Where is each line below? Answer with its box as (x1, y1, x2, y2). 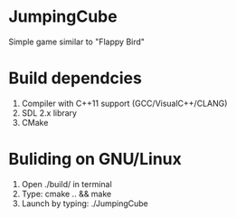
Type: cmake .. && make (21, 188, 112, 199)
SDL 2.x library (21, 107, 78, 118)
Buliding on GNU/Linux (8, 149, 183, 169)
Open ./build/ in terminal (21, 178, 112, 189)
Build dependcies (8, 68, 142, 89)
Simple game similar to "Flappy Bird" (8, 36, 146, 47)
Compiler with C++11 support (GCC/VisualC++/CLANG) (21, 98, 228, 109)
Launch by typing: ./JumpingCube (21, 197, 148, 209)
